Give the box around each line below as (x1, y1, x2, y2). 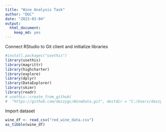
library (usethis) (5, 58, 41, 63)
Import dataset (5, 108, 36, 114)
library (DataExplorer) (5, 81, 52, 86)
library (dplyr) (5, 76, 37, 81)
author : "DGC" (5, 12, 35, 17)
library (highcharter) (5, 67, 50, 72)
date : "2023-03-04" (5, 16, 45, 21)
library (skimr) (5, 85, 37, 90)
